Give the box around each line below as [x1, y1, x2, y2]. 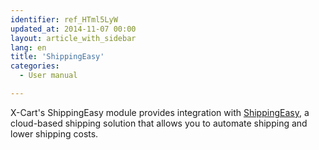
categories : [10, 61, 60, 71]
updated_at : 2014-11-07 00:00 [10, 24, 137, 34]
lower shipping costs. [10, 127, 99, 140]
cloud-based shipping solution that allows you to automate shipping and [10, 117, 308, 129]
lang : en [10, 42, 47, 53]
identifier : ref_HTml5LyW [10, 14, 118, 25]
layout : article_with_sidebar [10, 33, 137, 43]
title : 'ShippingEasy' [10, 52, 105, 62]
